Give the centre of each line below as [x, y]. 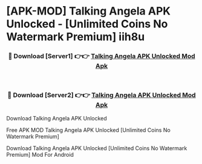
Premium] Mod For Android [40, 154]
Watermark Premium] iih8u [76, 37]
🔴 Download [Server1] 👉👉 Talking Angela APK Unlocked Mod [102, 56]
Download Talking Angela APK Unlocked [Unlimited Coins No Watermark [97, 148]
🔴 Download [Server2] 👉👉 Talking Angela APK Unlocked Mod [102, 95]
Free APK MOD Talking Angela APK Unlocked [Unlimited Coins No [88, 130]
